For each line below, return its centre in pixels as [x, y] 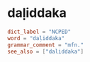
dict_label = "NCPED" [39, 32]
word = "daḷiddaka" [36, 38]
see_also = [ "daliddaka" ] [45, 51]
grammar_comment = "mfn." [45, 45]
